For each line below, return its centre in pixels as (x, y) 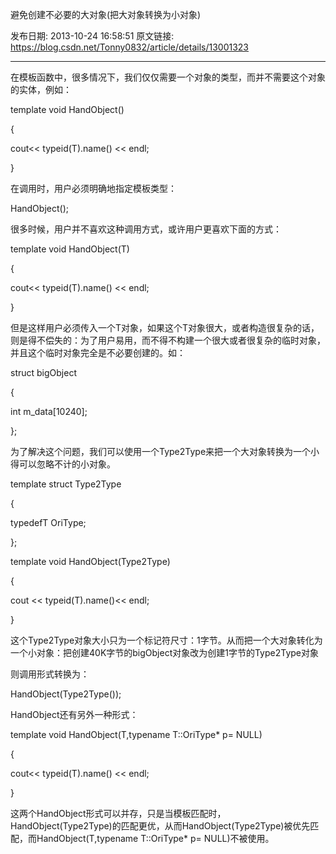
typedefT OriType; (48, 522)
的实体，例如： (41, 89)
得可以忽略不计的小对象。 (63, 464)
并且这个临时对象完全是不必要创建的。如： (98, 352)
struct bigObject (43, 372)
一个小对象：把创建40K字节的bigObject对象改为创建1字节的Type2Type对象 (164, 652)
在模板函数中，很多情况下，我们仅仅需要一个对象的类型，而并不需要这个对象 (168, 77)
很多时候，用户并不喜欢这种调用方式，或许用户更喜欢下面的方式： (146, 229)
